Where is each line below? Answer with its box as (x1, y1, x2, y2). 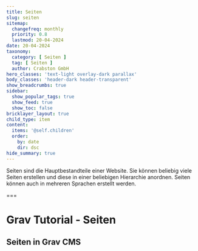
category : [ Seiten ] (12, 54, 67, 60)
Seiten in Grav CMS (6, 237, 81, 247)
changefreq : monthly (12, 26, 64, 32)
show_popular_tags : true (12, 94, 75, 100)
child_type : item (6, 116, 50, 122)
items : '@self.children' (12, 128, 75, 134)
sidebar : (6, 88, 29, 94)
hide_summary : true (6, 150, 56, 156)
